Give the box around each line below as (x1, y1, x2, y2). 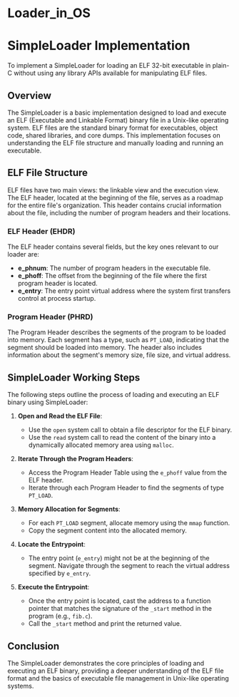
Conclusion (7, 640, 60, 652)
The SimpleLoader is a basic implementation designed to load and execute (7, 108, 227, 117)
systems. (7, 681, 34, 690)
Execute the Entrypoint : (17, 583, 90, 592)
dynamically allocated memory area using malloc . (28, 440, 174, 450)
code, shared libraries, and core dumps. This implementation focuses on (7, 130, 220, 140)
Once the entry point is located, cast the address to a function (28, 597, 211, 605)
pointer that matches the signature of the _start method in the (28, 604, 213, 613)
